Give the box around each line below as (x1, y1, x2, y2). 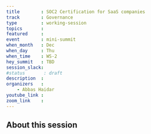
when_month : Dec (6, 42, 55, 48)
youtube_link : (6, 92, 44, 98)
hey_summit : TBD (6, 59, 55, 65)
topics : (6, 25, 44, 32)
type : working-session (6, 20, 87, 26)
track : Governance (6, 14, 73, 20)
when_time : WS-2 (6, 53, 58, 59)
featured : (6, 31, 44, 37)
